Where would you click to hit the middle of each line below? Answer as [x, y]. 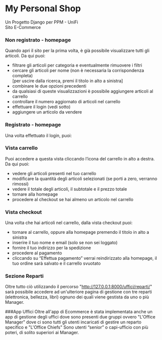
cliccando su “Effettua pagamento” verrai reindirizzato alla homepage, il [85, 258]
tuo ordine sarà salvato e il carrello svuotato [57, 263]
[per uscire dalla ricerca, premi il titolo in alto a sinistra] [68, 81]
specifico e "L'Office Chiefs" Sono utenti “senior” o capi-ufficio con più [77, 327]
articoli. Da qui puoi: [25, 56]
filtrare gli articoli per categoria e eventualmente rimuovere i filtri [77, 65]
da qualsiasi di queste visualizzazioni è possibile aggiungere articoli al [82, 91]
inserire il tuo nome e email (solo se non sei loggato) [65, 243]
